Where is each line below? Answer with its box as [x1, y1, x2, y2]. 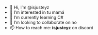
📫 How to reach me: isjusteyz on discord [9, 25, 94, 30]
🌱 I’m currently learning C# [9, 15, 64, 20]
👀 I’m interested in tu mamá [9, 9, 65, 15]
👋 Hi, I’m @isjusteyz [9, 5, 49, 10]
